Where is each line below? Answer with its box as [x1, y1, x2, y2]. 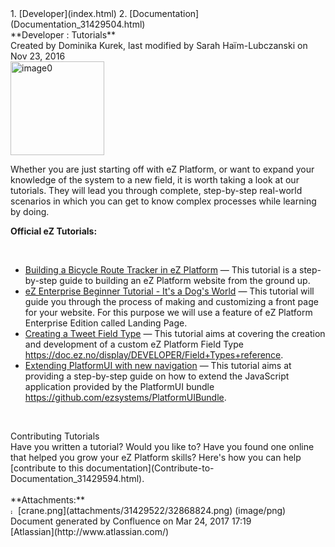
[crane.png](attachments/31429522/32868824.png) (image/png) [17, 505, 287, 516]
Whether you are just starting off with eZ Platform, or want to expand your [10, 163, 315, 175]
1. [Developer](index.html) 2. [10, 8, 128, 19]
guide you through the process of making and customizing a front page [24, 296, 319, 307]
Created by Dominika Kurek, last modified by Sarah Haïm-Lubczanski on [10, 40, 308, 51]
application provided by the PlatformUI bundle [24, 381, 215, 392]
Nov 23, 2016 [10, 50, 66, 62]
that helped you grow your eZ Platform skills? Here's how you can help [10, 452, 302, 463]
